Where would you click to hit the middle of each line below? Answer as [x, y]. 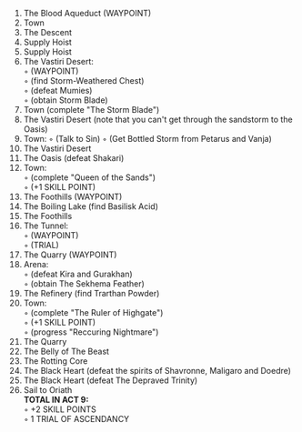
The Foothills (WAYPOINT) [73, 196]
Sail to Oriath [48, 390]
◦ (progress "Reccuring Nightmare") [91, 332]
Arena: [36, 264]
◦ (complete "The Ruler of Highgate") [93, 312]
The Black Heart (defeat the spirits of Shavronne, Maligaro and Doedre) [157, 371]
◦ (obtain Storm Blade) [65, 100]
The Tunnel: [46, 226]
